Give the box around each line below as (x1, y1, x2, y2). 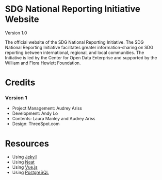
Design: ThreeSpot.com (12, 121, 60, 127)
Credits (5, 77, 35, 88)
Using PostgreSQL (12, 169, 49, 176)
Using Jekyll (12, 154, 37, 160)
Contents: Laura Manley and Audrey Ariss (12, 116, 96, 122)
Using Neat (12, 159, 35, 165)
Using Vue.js (12, 164, 38, 170)
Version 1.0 (5, 30, 27, 36)
